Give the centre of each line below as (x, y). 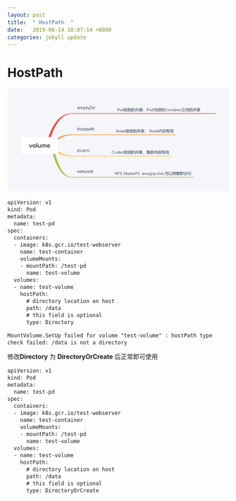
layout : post (26, 15)
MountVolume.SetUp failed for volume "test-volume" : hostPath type (110, 335)
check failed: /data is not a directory (68, 342)
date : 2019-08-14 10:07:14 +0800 (60, 30)
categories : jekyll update (47, 37)
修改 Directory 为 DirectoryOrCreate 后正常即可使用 (83, 357)
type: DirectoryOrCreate (62, 490)
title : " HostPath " (41, 22)
